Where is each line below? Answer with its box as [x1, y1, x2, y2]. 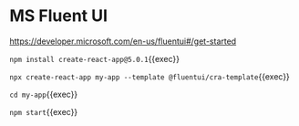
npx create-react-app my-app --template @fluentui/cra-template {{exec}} [9, 70, 290, 82]
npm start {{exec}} [9, 106, 78, 117]
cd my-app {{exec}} [9, 89, 78, 100]
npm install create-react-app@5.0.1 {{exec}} [9, 53, 180, 64]
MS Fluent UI [9, 5, 108, 26]
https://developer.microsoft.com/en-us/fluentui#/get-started [9, 36, 237, 47]
